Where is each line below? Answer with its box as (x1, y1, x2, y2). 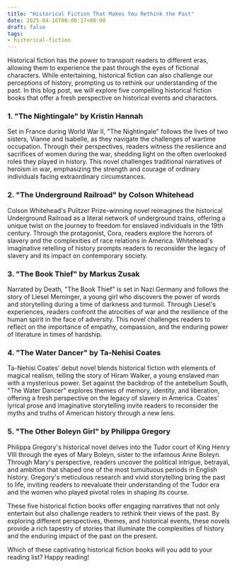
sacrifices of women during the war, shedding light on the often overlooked (7, 150, 227, 158)
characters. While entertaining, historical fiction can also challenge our (7, 71, 214, 80)
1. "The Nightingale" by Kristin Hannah (7, 111, 144, 121)
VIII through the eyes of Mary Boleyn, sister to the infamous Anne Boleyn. (7, 450, 221, 458)
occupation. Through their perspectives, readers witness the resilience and (7, 142, 226, 151)
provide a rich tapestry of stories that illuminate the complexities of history (7, 524, 224, 533)
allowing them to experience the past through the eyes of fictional (7, 64, 200, 72)
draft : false (7, 23, 46, 30)
